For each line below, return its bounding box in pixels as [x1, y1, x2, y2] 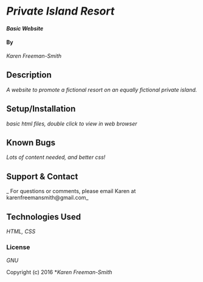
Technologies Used [6, 211, 81, 222]
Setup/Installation [6, 104, 76, 114]
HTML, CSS [6, 228, 36, 235]
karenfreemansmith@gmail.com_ [6, 194, 89, 202]
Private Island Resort [6, 4, 115, 18]
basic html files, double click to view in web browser [6, 120, 138, 127]
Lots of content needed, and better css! [6, 153, 106, 161]
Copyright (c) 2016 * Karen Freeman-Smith [6, 269, 112, 276]
